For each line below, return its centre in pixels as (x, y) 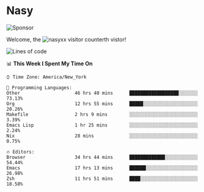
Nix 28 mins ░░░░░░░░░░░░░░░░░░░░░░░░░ (102, 136)
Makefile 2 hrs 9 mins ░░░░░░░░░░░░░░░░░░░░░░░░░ (102, 114)
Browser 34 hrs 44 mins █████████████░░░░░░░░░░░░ (102, 157)
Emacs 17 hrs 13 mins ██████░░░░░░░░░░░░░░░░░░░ (102, 168)
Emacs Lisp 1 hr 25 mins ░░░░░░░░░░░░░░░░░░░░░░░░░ (102, 125)
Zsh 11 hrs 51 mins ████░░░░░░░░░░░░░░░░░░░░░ (102, 179)
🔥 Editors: (20, 152)
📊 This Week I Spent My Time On (49, 63)
